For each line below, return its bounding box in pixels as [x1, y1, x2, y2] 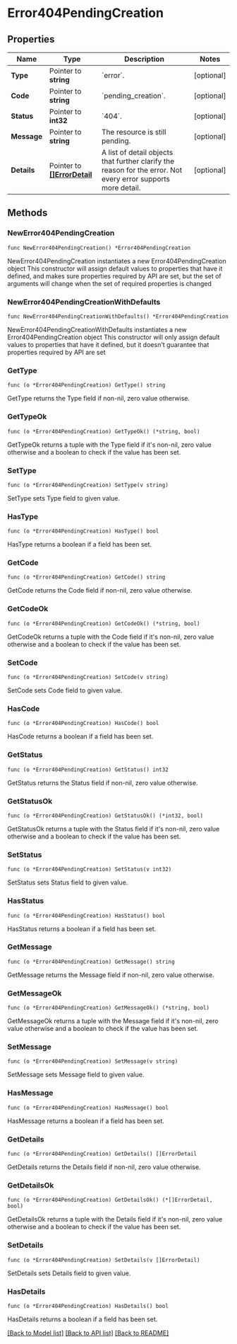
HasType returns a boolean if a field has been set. [7, 540, 152, 549]
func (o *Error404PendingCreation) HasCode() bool [7, 720, 159, 727]
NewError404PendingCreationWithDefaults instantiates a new [7, 325, 187, 334]
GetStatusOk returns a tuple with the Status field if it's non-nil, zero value [7, 824, 220, 833]
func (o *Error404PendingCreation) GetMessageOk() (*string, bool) [7, 1004, 210, 1012]
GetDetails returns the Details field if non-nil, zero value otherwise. [7, 1163, 201, 1171]
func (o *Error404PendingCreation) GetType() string [7, 382, 166, 389]
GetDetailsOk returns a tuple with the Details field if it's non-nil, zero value [7, 1215, 223, 1224]
